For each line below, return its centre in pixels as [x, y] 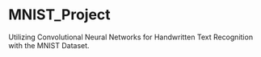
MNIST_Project [59, 15]
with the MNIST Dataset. [49, 45]
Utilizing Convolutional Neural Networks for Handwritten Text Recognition [130, 37]
